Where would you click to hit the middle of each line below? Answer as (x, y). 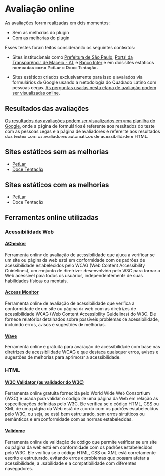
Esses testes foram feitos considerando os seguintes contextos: (70, 47)
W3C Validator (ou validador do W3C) (45, 382)
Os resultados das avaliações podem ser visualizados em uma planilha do (80, 121)
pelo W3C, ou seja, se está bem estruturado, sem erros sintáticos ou (75, 414)
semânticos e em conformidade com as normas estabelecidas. (69, 419)
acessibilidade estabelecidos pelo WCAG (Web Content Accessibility (75, 265)
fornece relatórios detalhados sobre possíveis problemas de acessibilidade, (82, 319)
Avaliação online (40, 9)
